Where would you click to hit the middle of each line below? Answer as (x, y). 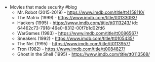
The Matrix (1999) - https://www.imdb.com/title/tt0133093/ (77, 17)
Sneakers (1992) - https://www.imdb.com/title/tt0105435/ (76, 38)
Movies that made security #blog (43, 7)
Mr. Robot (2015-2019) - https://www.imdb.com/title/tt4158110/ (81, 12)
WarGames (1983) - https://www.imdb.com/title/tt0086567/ (77, 33)
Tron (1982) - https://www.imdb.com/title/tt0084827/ (71, 49)
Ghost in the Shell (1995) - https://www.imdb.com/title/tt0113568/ (83, 54)
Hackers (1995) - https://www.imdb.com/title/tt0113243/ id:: (78, 23)
